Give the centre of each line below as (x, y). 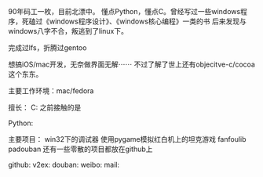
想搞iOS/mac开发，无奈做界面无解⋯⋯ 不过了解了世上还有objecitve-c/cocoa (131, 64)
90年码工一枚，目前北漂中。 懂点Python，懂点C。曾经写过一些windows (124, 11)
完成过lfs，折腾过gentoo (47, 48)
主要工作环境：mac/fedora (51, 91)
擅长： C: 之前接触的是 (45, 107)
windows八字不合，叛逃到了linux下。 (68, 31)
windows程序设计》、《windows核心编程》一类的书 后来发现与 (148, 21)
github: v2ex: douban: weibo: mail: (64, 164)
